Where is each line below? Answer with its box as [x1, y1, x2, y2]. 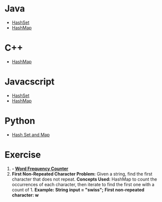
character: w [11, 192, 39, 198]
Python [4, 115, 35, 126]
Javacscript [4, 76, 55, 88]
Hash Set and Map [11, 131, 50, 137]
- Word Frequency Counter [11, 165, 68, 172]
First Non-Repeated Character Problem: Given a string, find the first [11, 171, 153, 177]
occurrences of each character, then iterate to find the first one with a [11, 181, 155, 187]
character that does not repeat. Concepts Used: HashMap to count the [11, 176, 157, 182]
